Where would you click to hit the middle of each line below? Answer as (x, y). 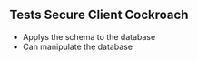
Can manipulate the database (78, 46)
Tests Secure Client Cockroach (99, 15)
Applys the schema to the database (89, 36)
